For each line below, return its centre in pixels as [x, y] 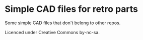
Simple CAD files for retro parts [71, 9]
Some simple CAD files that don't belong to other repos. [63, 23]
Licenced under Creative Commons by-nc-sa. [52, 32]
